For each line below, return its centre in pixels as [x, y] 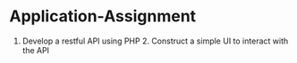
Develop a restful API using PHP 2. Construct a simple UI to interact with [155, 41]
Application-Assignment [103, 16]
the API [36, 50]
